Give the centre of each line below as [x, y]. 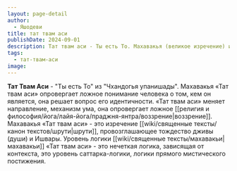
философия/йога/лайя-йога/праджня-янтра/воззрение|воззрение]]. [110, 116]
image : [17, 66]
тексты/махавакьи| [196, 139]
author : [19, 20]
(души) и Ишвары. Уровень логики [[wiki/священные [86, 139]
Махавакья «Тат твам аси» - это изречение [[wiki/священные [100, 123]
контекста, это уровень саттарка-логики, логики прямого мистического [117, 153]
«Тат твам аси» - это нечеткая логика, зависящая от [125, 146]
